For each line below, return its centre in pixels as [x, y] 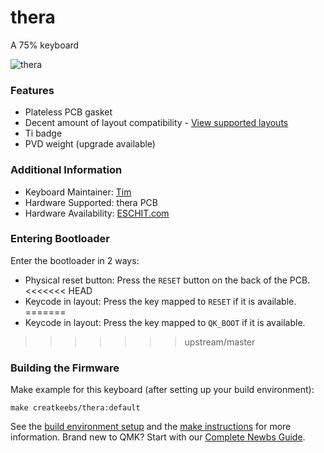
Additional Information [66, 170]
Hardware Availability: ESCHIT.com [97, 213]
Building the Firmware [65, 368]
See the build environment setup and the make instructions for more [151, 427]
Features [32, 90]
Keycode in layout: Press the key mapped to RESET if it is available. [160, 301]
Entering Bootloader [60, 239]
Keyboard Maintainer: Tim [78, 192]
